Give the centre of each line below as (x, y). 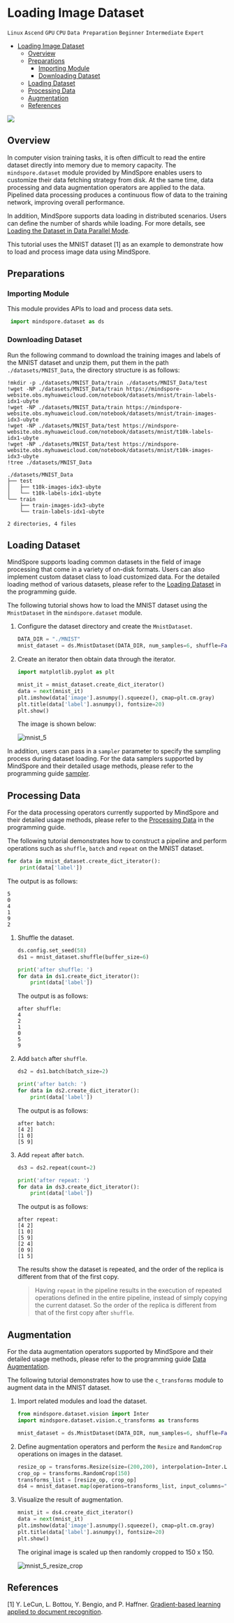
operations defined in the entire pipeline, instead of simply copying (131, 1298)
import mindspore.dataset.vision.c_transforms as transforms (108, 1420)
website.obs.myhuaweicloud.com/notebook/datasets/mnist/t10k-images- (111, 450)
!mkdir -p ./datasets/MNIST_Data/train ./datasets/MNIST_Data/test (108, 383)
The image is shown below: (57, 724)
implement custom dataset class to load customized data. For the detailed (114, 577)
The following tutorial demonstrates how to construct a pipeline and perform (117, 841)
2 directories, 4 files (42, 523)
